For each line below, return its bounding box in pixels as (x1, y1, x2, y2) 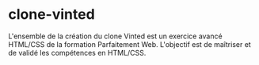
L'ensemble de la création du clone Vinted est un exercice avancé (8, 31, 223, 41)
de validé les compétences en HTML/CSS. (8, 48, 147, 57)
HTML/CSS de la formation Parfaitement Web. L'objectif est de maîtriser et (8, 39, 251, 49)
